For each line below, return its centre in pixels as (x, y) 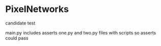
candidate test (20, 23)
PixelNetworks (37, 9)
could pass (17, 38)
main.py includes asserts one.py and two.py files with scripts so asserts (81, 32)
